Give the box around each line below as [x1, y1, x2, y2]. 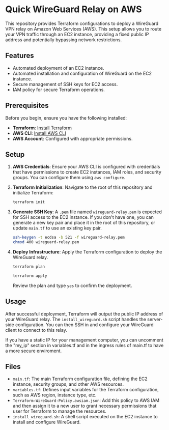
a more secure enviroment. [5, 348, 62, 354]
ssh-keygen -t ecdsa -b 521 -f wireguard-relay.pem [12, 235, 125, 240]
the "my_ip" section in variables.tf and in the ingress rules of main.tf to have [5, 342, 164, 348]
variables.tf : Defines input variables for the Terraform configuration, [12, 387, 159, 393]
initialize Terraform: [12, 190, 53, 196]
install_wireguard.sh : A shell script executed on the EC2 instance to [12, 414, 158, 420]
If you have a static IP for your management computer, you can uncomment [5, 337, 164, 343]
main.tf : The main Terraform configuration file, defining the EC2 [12, 376, 148, 382]
